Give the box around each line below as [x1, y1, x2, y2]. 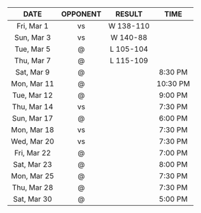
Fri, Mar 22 [13, 148, 51, 158]
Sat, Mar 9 [15, 67, 50, 77]
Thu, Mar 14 [11, 102, 53, 111]
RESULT [115, 9, 143, 18]
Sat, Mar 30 [13, 195, 53, 204]
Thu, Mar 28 [11, 182, 53, 192]
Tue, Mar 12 [12, 90, 53, 100]
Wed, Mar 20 [11, 136, 55, 146]
